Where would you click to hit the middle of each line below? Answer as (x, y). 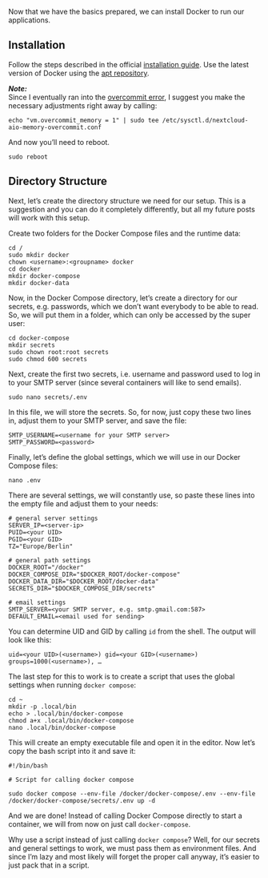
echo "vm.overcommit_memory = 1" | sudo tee (84, 120)
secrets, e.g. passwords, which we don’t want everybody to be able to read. (133, 306)
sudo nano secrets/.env (48, 397)
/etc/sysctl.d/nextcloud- (205, 120)
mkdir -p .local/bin (43, 707)
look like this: (30, 639)
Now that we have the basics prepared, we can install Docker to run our (126, 12)
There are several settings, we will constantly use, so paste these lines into (132, 495)
